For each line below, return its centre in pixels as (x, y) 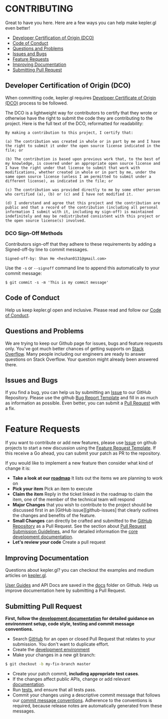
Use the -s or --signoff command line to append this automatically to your (82, 268)
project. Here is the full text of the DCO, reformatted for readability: (74, 123)
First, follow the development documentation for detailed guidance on (80, 619)
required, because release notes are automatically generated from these (87, 705)
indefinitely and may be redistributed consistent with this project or (83, 216)
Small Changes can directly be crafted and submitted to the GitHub (82, 521)
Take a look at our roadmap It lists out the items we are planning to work (88, 478)
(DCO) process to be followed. (37, 103)
